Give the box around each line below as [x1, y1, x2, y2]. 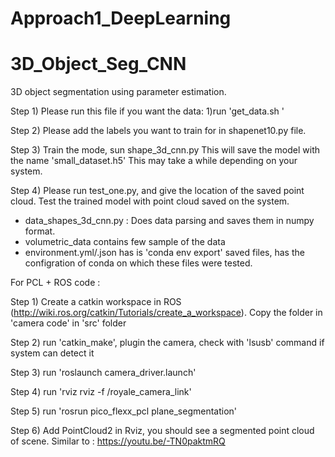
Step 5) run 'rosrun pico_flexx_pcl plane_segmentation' [10, 405, 238, 417]
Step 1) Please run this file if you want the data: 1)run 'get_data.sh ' [10, 105, 285, 117]
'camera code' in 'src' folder [10, 317, 127, 329]
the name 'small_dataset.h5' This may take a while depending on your [10, 155, 298, 167]
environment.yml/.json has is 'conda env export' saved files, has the [24, 247, 305, 259]
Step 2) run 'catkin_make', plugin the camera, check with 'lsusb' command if [10, 337, 325, 349]
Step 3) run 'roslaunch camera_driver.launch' [10, 367, 197, 379]
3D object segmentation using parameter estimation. [10, 86, 227, 98]
